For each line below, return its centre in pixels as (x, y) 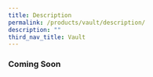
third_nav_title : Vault (47, 37)
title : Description (40, 15)
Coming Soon (35, 65)
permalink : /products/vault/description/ (77, 23)
